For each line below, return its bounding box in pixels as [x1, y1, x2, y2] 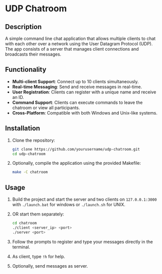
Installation [5, 124, 40, 133]
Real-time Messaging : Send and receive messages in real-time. [12, 84, 142, 90]
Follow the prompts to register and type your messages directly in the [12, 239, 153, 244]
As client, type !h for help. [12, 253, 65, 259]
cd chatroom [12, 221, 37, 226]
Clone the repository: [12, 137, 55, 143]
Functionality [5, 65, 47, 74]
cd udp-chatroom [12, 151, 46, 156]
